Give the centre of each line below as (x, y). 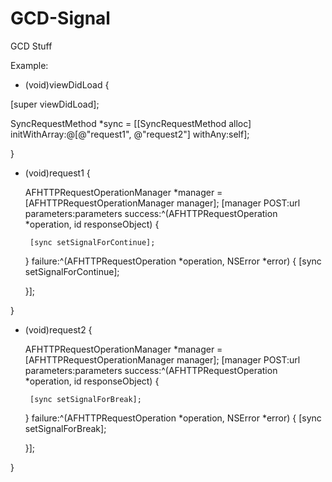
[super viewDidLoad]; (55, 104)
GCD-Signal (60, 18)
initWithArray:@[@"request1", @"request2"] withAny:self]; (130, 134)
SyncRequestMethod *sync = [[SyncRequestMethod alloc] (131, 123)
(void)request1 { (57, 173)
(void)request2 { (58, 329)
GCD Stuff (31, 46)
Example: (29, 65)
